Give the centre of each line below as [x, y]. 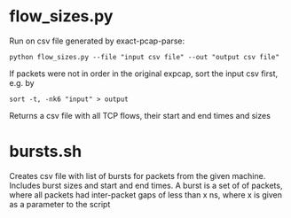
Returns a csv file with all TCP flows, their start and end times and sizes [140, 115]
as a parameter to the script [60, 204]
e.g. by [22, 82]
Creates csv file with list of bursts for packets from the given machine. [138, 175]
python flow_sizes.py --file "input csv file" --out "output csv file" [144, 57]
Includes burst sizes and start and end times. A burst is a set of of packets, [146, 185]
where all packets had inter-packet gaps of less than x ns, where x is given [145, 195]
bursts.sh [46, 152]
